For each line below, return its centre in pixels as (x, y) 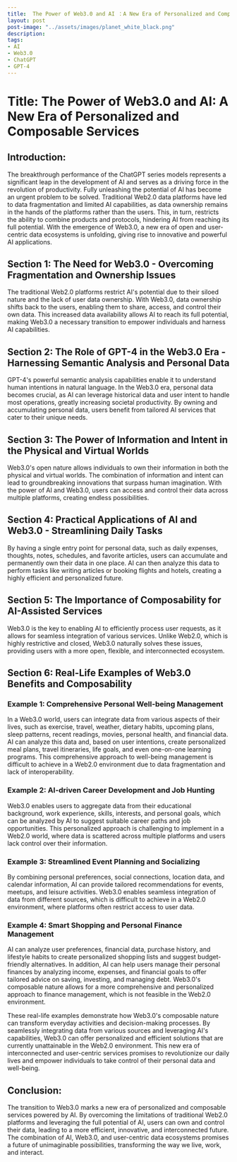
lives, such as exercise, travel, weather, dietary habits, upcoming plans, (111, 727)
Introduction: (37, 157)
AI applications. (30, 242)
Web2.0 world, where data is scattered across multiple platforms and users (116, 836)
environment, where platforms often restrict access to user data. (101, 907)
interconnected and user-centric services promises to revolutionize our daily (119, 1053)
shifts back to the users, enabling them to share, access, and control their (114, 307)
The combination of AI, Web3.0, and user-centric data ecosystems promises (118, 1137)
